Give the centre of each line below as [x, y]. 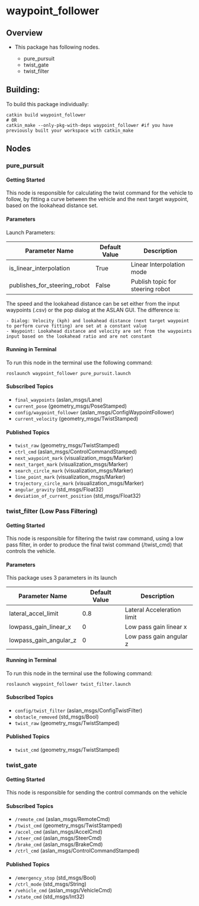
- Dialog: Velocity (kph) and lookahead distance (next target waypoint [98, 321]
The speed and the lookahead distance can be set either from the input [93, 303]
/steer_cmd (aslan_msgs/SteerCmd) [58, 838]
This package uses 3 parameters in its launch [62, 578]
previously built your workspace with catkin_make [70, 131]
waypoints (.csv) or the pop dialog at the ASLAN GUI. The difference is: [93, 310]
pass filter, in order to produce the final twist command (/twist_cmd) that [94, 545]
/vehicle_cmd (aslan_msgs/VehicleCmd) [63, 890]
